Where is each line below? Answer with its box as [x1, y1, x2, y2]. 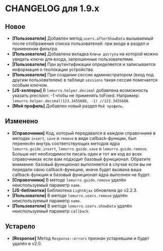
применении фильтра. [12, 46, 59, 51]
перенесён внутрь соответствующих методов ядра [12, 140, 120, 146]
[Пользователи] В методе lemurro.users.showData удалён [12, 203, 132, 208]
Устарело [5, 222, 36, 230]
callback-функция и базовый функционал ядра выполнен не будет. [12, 172, 151, 178]
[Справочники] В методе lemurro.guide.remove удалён [12, 177, 126, 183]
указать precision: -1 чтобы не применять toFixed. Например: [12, 92, 140, 98]
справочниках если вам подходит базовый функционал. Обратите [12, 156, 151, 162]
